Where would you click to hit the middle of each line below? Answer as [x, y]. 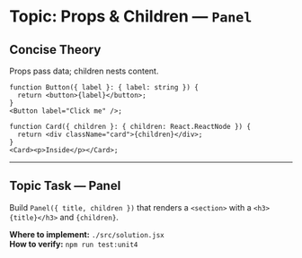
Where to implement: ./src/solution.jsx [87, 234]
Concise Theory [55, 50]
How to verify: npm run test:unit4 [74, 244]
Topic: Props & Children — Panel [131, 17]
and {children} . [89, 217]
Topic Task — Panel [65, 186]
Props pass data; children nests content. [84, 71]
